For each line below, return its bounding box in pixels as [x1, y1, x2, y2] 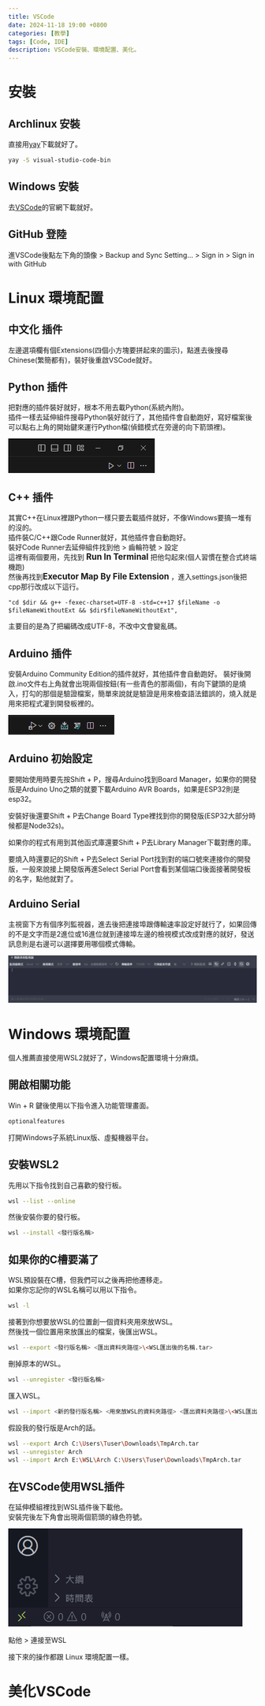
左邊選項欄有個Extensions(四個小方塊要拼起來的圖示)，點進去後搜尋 [8, 345, 229, 355]
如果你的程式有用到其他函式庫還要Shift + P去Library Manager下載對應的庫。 [8, 837, 256, 847]
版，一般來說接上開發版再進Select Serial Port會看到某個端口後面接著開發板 [8, 864, 251, 873]
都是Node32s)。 [14, 821, 69, 830]
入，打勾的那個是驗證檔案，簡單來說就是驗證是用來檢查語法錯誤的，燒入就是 [8, 689, 257, 698]
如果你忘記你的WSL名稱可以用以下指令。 [8, 1285, 141, 1294]
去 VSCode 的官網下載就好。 [8, 202, 97, 212]
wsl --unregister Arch [8, 1447, 83, 1456]
